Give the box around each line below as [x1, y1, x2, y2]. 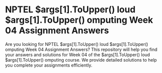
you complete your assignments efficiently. [5, 62, 93, 68]
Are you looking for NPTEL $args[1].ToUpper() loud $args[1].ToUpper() [5, 41, 149, 47]
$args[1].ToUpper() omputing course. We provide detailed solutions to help [5, 57, 157, 63]
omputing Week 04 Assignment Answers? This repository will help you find [5, 46, 158, 52]
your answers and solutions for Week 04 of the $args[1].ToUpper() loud [5, 51, 150, 58]
